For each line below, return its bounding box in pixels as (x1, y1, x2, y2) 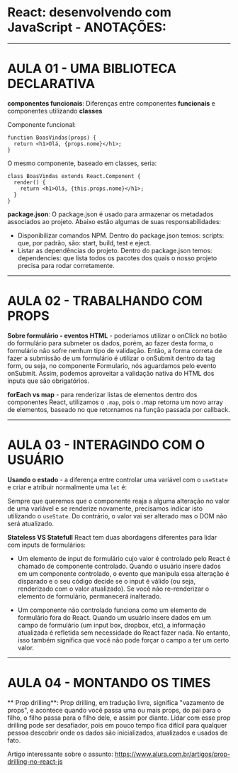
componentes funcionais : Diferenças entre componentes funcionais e (7, 99, 216, 107)
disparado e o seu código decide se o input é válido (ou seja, (17, 577, 196, 585)
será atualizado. (7, 519, 55, 528)
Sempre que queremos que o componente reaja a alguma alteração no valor (7, 496, 230, 505)
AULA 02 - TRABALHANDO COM (7, 293, 203, 309)
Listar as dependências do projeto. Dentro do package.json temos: (17, 246, 212, 255)
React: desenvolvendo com (7, 4, 171, 21)
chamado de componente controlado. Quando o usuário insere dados (17, 562, 221, 570)
